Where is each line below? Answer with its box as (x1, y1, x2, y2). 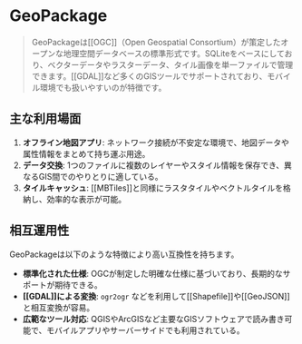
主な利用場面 (9, 111, 82, 127)
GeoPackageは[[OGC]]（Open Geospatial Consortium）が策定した (31, 36, 281, 47)
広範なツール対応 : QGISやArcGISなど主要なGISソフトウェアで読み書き (22, 313, 285, 324)
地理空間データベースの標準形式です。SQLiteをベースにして (63, 47, 285, 59)
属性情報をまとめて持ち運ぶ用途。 (22, 148, 151, 159)
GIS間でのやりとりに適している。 (38, 171, 163, 182)
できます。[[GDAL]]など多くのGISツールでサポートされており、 (31, 70, 268, 82)
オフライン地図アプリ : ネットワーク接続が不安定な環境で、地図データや (22, 137, 290, 148)
